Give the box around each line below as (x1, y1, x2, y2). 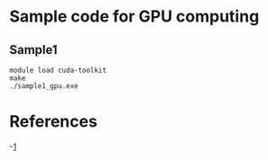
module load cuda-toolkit (9, 66, 106, 75)
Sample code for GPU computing (9, 6, 260, 27)
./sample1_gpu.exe (9, 82, 79, 91)
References (9, 111, 97, 132)
